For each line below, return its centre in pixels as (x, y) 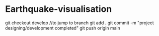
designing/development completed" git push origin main (63, 28)
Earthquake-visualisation (58, 9)
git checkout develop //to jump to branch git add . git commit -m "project (79, 23)
